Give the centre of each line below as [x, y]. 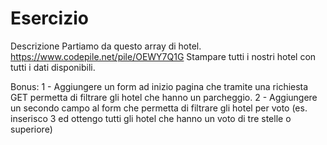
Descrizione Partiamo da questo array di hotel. [106, 46]
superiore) [31, 129]
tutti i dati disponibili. [53, 67]
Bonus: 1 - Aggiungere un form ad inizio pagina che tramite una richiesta [159, 86]
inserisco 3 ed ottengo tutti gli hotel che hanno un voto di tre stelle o [151, 118]
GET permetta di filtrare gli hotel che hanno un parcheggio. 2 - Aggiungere [164, 97]
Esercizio [49, 18]
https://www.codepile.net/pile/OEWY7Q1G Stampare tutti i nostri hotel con [163, 56]
